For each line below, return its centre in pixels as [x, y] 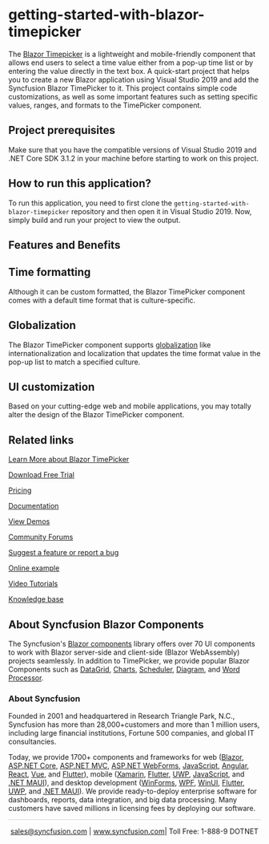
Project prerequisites [62, 130]
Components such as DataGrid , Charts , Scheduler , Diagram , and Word [124, 670]
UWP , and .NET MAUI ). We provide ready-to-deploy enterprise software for [133, 791]
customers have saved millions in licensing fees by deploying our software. [132, 809]
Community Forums [41, 537]
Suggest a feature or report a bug [64, 553]
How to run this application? [80, 183]
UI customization [52, 387]
